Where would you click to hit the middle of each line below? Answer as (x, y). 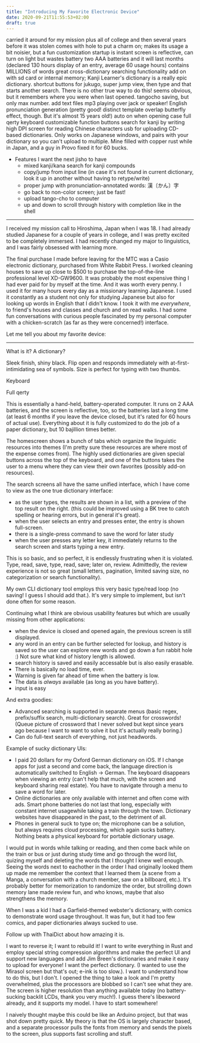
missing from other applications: (46, 620)
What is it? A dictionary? (36, 351)
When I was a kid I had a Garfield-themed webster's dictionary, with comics (99, 910)
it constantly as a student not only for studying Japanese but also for (90, 297)
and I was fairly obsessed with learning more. (62, 247)
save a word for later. (41, 792)
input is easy (30, 689)
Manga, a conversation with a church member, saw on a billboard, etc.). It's (99, 880)
